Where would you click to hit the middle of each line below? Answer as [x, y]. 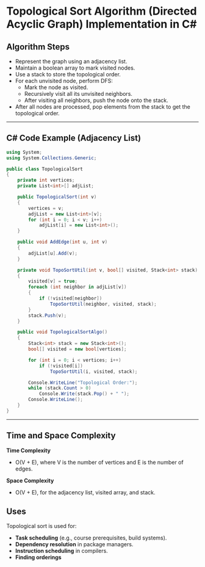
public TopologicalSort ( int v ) [57, 197]
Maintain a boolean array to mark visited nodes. [75, 68]
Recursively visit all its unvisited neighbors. [78, 94]
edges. [24, 469]
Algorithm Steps [38, 47]
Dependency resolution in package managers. [74, 544]
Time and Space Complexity [61, 435]
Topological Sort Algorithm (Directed [102, 11]
